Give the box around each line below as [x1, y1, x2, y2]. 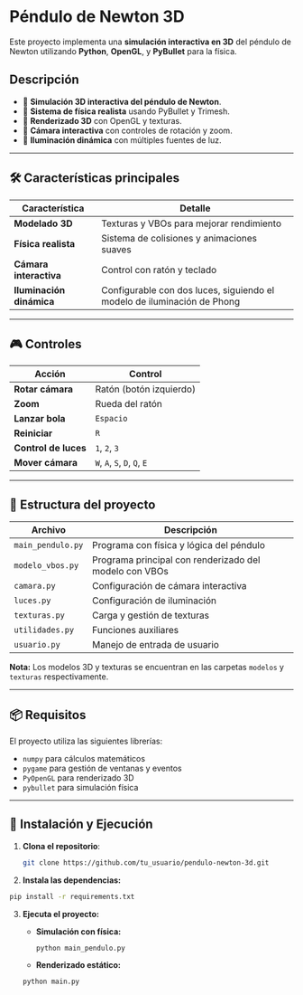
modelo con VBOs [91, 565, 169, 578]
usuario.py [14, 640, 60, 650]
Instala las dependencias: [22, 875, 122, 886]
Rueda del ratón [95, 398, 162, 411]
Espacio [95, 413, 128, 424]
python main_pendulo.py [35, 943, 126, 952]
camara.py [14, 581, 56, 592]
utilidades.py [14, 625, 75, 635]
